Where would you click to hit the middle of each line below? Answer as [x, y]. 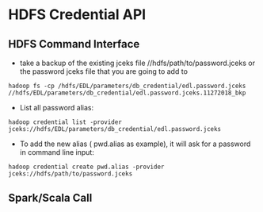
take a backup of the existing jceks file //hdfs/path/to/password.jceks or [137, 63]
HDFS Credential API [77, 15]
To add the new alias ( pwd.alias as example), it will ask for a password [135, 144]
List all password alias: [57, 108]
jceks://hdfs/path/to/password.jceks [71, 174]
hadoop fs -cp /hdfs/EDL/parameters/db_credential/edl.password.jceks [127, 86]
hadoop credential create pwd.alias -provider [86, 167]
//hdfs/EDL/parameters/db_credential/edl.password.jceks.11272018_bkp [127, 93]
